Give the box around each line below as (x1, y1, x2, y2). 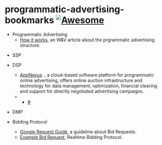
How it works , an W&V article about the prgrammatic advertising (19, 37, 155, 43)
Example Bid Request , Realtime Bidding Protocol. (19, 134, 123, 140)
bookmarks (5, 14, 54, 26)
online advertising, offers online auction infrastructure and (19, 77, 143, 83)
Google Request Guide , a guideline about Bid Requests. (19, 129, 136, 135)
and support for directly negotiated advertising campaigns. (19, 88, 144, 94)
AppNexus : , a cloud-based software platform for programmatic (19, 71, 154, 78)
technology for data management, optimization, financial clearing (19, 83, 157, 89)
